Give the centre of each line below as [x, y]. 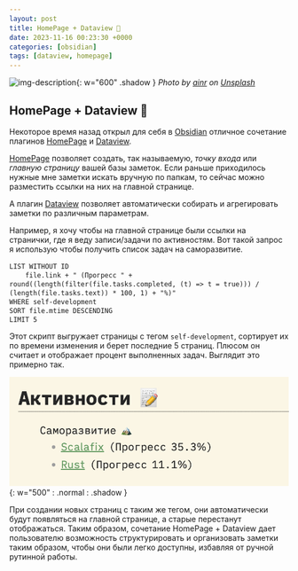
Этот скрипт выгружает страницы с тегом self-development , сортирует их [149, 336]
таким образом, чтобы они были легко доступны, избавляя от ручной [141, 548]
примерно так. [37, 364]
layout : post [33, 19]
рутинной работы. [43, 557]
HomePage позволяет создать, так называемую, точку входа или [133, 158]
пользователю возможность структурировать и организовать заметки [144, 538]
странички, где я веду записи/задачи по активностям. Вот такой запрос [146, 239]
